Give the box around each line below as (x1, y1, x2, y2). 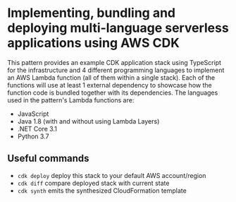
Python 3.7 (17, 132, 49, 141)
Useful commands (7, 153, 89, 165)
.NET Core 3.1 (17, 124, 58, 133)
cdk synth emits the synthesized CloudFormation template (17, 186, 187, 195)
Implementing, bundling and (7, 5, 176, 21)
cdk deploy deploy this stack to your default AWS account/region (17, 171, 206, 179)
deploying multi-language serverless (7, 20, 229, 36)
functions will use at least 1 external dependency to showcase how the (7, 81, 213, 89)
